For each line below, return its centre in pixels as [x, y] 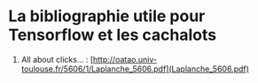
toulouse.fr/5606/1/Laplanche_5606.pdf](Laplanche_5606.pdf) [135, 69]
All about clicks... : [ [57, 59]
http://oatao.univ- [125, 59]
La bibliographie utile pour [107, 16]
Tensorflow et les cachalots [113, 35]
